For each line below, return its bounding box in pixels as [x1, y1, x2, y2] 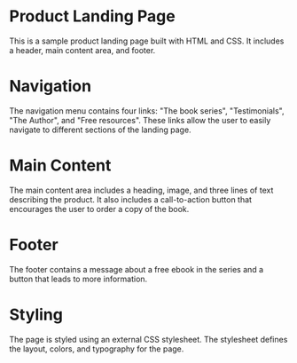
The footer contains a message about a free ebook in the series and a [9, 264, 264, 274]
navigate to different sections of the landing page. [9, 124, 192, 135]
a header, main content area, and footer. [9, 44, 156, 55]
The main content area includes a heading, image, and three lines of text [9, 185, 274, 195]
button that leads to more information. [9, 273, 148, 284]
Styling [9, 304, 64, 325]
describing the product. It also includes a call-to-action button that [9, 193, 253, 205]
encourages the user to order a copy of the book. [9, 203, 190, 214]
